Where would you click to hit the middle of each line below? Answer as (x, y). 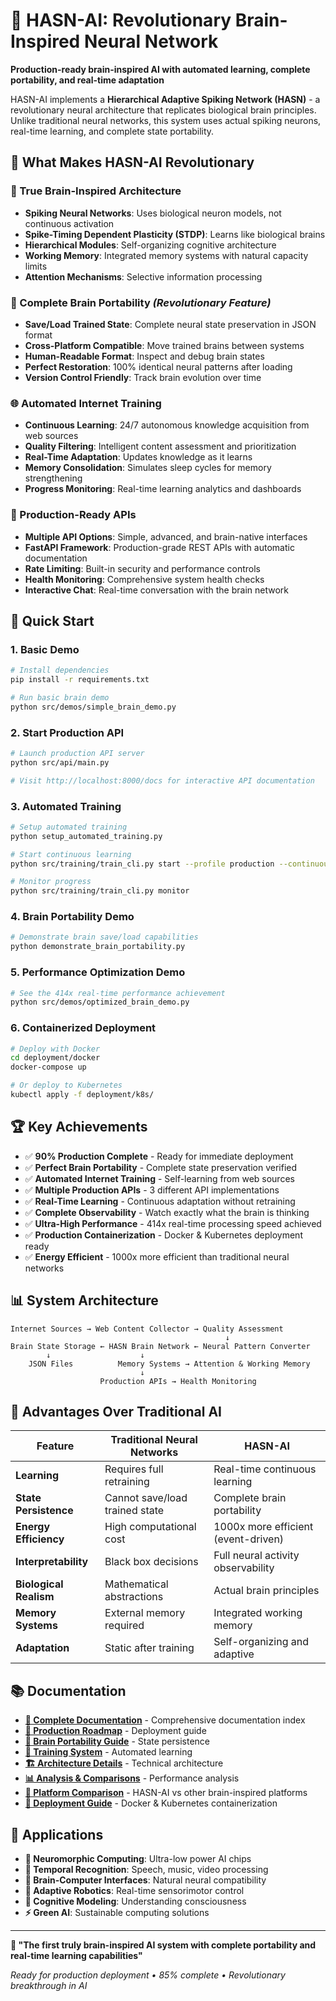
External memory (145, 1613)
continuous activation (69, 223)
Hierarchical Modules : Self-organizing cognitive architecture (150, 245)
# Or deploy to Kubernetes (66, 1085)
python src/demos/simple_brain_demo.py (93, 707)
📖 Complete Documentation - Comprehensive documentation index (165, 1720)
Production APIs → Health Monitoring (178, 1381)
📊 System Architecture (84, 1300)
